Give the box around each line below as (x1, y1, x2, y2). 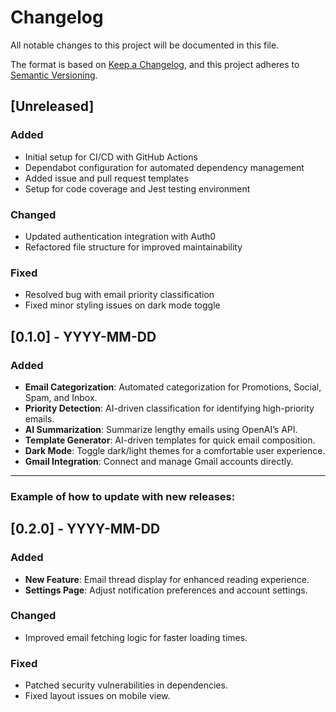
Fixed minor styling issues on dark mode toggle (24, 299, 221, 311)
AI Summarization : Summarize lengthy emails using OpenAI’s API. (24, 423, 298, 435)
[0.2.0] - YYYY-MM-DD (10, 521, 161, 538)
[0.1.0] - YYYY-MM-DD (10, 328, 157, 345)
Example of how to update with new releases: (10, 489, 236, 503)
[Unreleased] (10, 98, 95, 115)
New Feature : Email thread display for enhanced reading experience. (24, 573, 310, 585)
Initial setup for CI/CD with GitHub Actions (24, 151, 198, 163)
